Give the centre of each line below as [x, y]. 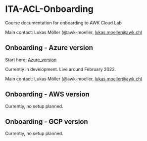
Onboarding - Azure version [49, 48]
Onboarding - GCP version [47, 122]
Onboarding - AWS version [48, 94]
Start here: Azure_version [31, 60]
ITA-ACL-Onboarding [49, 9]
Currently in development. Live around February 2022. [61, 69]
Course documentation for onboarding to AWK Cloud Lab [64, 23]
